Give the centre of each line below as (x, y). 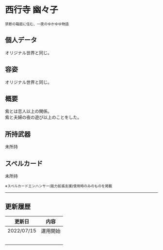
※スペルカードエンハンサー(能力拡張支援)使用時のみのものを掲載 (59, 186)
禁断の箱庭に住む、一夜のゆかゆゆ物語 (37, 24)
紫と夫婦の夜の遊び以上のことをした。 (43, 117)
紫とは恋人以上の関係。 (28, 111)
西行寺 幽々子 (32, 10)
